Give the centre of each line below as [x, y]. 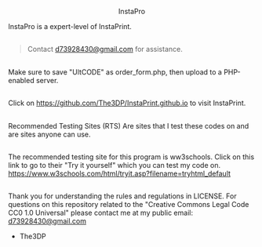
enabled [21, 80]
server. [47, 80]
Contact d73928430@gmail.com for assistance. [105, 49]
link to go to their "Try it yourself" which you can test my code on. [115, 165]
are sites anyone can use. [50, 134]
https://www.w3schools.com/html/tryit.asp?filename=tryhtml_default [120, 173]
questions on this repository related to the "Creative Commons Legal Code [129, 205]
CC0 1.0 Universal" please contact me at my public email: [101, 213]
